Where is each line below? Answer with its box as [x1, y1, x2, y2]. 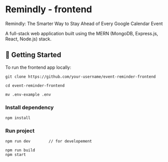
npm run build [5, 148, 36, 153]
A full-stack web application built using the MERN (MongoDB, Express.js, [5, 30, 158, 36]
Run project [5, 127, 35, 134]
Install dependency [5, 104, 54, 111]
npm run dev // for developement [5, 139, 93, 144]
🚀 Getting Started [5, 51, 62, 59]
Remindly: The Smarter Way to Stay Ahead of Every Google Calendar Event [5, 20, 163, 27]
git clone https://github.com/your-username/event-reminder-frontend [5, 74, 156, 79]
